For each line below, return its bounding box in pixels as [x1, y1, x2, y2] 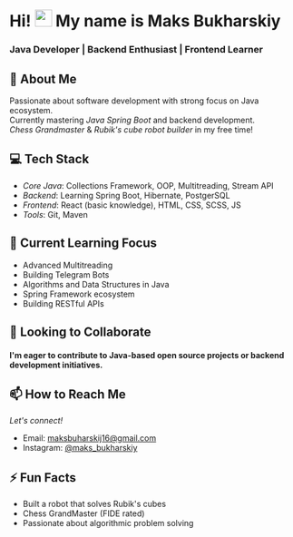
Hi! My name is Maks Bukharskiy [9, 11, 281, 32]
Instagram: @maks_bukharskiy [22, 443, 138, 454]
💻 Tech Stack [9, 151, 90, 167]
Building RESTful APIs [22, 298, 104, 308]
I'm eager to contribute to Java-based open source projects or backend [9, 349, 285, 360]
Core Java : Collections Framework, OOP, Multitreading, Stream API [22, 180, 274, 190]
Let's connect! [9, 415, 63, 426]
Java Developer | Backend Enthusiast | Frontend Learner [9, 44, 263, 56]
